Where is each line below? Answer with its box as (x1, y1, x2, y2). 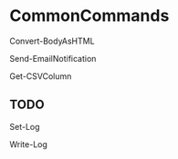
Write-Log (9, 138, 48, 150)
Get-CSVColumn (9, 70, 72, 82)
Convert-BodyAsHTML (9, 35, 95, 46)
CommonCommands (9, 5, 170, 26)
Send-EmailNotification (9, 53, 97, 64)
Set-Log (9, 121, 40, 132)
